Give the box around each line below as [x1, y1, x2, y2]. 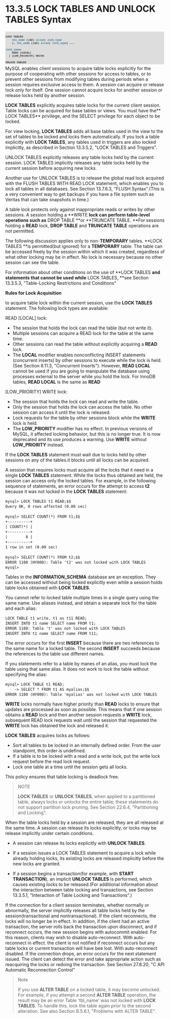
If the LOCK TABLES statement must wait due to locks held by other [5, 452, 147, 458]
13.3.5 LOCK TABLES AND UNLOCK [5, 3, 156, 15]
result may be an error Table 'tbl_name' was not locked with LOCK [17, 997, 156, 1004]
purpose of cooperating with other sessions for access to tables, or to [5, 71, 151, 77]
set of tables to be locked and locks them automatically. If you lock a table [5, 134, 160, 140]
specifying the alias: [5, 671, 47, 677]
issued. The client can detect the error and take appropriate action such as [5, 956, 161, 962]
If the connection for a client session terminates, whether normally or [5, 902, 149, 908]
